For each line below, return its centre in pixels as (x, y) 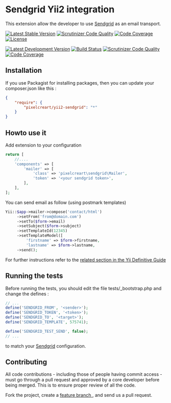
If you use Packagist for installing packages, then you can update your (80, 83)
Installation (24, 70)
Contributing (26, 362)
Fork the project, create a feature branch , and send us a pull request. (79, 395)
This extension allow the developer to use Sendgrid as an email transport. (83, 24)
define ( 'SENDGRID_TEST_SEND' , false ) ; (47, 331)
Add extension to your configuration (43, 145)
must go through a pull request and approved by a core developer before (82, 380)
